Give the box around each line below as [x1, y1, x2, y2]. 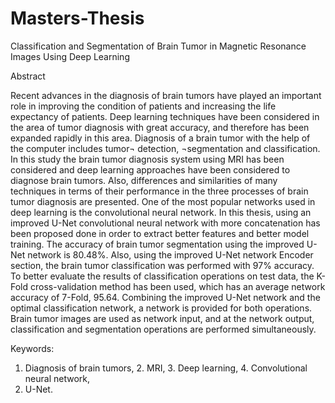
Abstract [10, 70, 46, 82]
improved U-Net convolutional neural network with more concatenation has [10, 217, 321, 229]
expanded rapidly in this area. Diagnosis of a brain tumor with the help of [10, 132, 311, 144]
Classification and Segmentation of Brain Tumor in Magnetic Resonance [10, 40, 307, 52]
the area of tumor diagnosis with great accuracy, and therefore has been [10, 121, 310, 133]
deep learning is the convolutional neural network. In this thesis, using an [10, 206, 312, 218]
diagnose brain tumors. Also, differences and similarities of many [10, 174, 278, 186]
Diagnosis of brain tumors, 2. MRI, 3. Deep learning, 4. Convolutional [24, 362, 308, 374]
